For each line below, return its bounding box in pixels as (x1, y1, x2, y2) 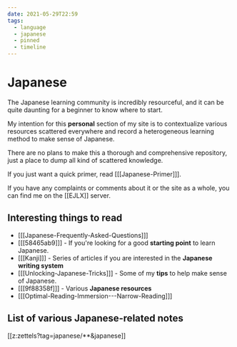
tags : (7, 17, 24, 24)
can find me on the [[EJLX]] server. (7, 191, 111, 200)
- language (14, 24, 46, 31)
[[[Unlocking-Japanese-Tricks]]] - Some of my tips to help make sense (17, 268, 227, 277)
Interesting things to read (7, 212, 123, 224)
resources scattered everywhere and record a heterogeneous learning (7, 126, 214, 136)
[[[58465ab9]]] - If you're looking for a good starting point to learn (17, 238, 216, 247)
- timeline (14, 44, 46, 51)
